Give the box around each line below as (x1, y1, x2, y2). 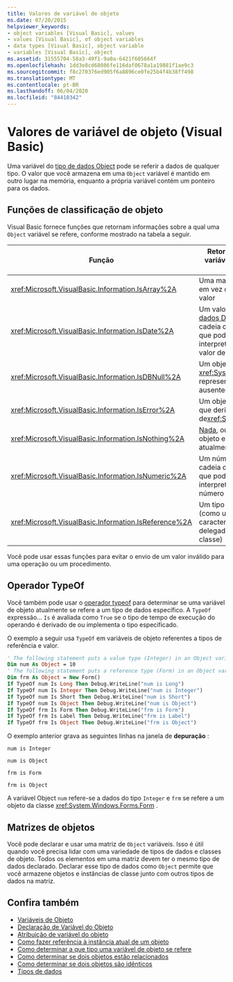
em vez (198, 284, 223, 294)
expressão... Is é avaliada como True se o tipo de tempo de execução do (7, 613, 216, 621)
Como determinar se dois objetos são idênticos (17, 960, 153, 968)
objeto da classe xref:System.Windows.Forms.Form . (7, 801, 158, 810)
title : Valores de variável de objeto (7, 10, 119, 17)
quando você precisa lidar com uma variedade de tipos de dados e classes (7, 847, 222, 856)
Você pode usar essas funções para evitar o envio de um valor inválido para (7, 552, 225, 560)
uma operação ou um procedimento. (7, 559, 112, 568)
